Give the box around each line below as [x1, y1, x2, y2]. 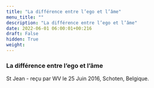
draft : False [6, 31, 39, 37]
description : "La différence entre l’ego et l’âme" [6, 20, 137, 26]
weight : [6, 42, 26, 48]
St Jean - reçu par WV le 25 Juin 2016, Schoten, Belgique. [6, 75, 149, 82]
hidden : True [6, 36, 39, 42]
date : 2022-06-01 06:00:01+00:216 [6, 25, 93, 32]
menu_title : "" [6, 14, 44, 20]
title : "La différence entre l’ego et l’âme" [6, 8, 121, 15]
